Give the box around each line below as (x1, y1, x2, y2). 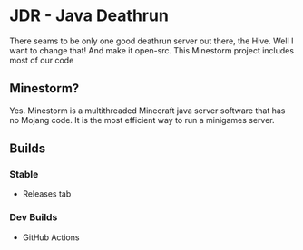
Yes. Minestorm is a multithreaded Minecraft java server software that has (9, 105, 286, 116)
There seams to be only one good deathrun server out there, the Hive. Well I (9, 35, 294, 46)
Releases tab (22, 188, 72, 199)
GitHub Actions (22, 232, 80, 243)
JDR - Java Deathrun (9, 5, 170, 26)
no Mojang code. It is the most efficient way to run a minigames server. (9, 114, 275, 125)
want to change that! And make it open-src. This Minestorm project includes (9, 44, 295, 55)
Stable (9, 168, 39, 181)
